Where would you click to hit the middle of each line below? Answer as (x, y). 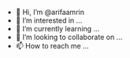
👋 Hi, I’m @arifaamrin (50, 12)
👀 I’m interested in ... (49, 20)
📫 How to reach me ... (52, 46)
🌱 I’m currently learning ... (58, 29)
